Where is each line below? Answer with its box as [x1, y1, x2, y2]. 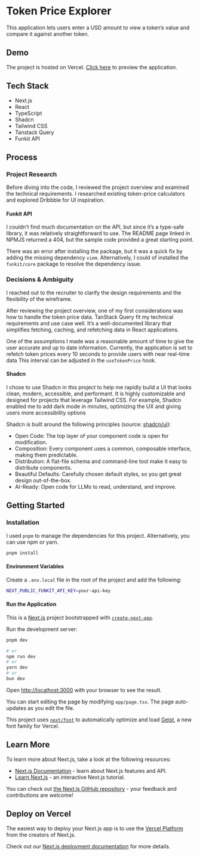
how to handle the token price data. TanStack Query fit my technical [6, 313, 174, 321]
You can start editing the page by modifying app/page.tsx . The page [6, 698, 174, 705]
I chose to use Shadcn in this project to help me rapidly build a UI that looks [6, 383, 192, 391]
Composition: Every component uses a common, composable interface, [14, 444, 192, 452]
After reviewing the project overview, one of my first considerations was [6, 307, 183, 314]
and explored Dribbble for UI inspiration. [6, 196, 105, 204]
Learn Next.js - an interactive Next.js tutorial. [14, 773, 125, 781]
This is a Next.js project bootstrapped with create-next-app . [6, 614, 154, 621]
